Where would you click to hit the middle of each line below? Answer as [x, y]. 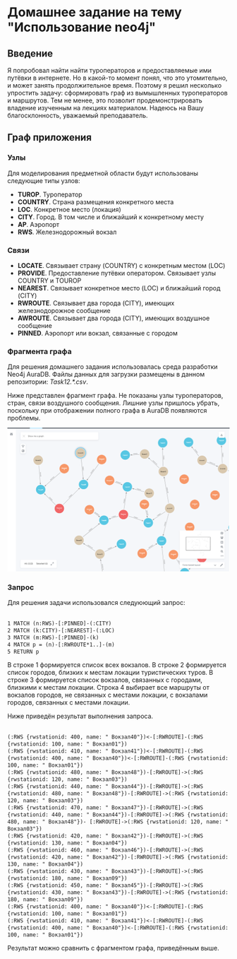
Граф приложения [49, 137]
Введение [30, 53]
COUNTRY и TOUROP [49, 281]
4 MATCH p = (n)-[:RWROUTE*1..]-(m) [61, 645]
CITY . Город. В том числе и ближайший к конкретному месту [111, 217]
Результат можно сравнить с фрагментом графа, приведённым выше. [114, 948]
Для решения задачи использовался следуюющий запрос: [96, 602]
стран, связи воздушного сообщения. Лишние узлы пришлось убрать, [114, 403]
